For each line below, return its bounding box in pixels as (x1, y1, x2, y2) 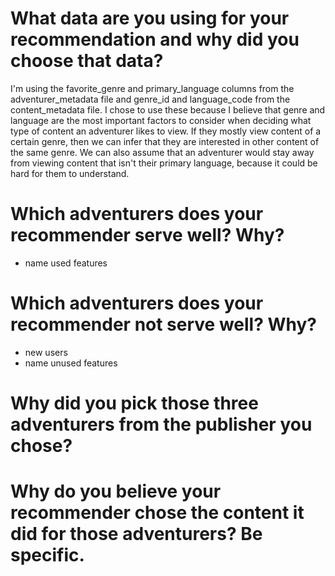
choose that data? (10, 50, 164, 72)
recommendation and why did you (10, 28, 300, 51)
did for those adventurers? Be (10, 523, 263, 546)
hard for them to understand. (10, 167, 130, 179)
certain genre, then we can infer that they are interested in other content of (10, 135, 320, 147)
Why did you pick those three (10, 392, 259, 414)
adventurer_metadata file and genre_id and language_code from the (10, 93, 291, 105)
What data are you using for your (10, 7, 290, 30)
